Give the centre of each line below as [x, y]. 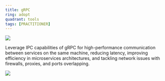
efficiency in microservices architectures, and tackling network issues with [82, 58]
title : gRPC [18, 10]
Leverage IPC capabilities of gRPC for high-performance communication [80, 48]
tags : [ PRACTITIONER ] [28, 24]
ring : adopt [18, 15]
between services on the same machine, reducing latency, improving [77, 53]
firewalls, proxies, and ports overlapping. [48, 64]
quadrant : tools [22, 19]
